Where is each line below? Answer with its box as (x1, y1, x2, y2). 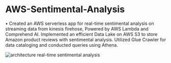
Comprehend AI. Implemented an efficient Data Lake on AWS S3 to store (5, 31, 158, 37)
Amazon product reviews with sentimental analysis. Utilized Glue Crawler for (5, 37, 166, 43)
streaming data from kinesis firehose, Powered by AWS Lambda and (5, 25, 149, 31)
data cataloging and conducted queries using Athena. (5, 42, 118, 48)
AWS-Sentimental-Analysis (5, 4, 125, 15)
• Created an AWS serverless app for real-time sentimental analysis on (5, 20, 154, 26)
